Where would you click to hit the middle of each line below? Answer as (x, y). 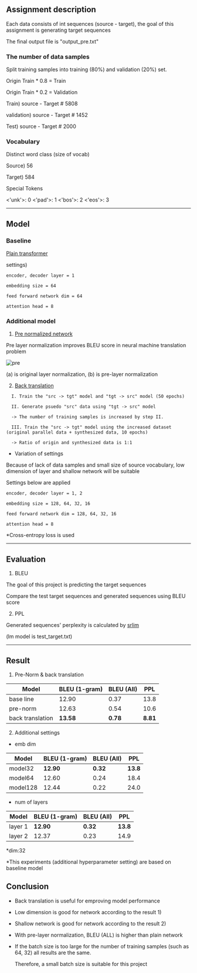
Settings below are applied (38, 483)
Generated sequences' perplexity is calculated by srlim (73, 625)
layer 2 (18, 836)
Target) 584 (21, 177)
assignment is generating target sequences (59, 30)
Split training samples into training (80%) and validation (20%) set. (86, 69)
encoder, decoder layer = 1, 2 (44, 494)
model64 (21, 778)
